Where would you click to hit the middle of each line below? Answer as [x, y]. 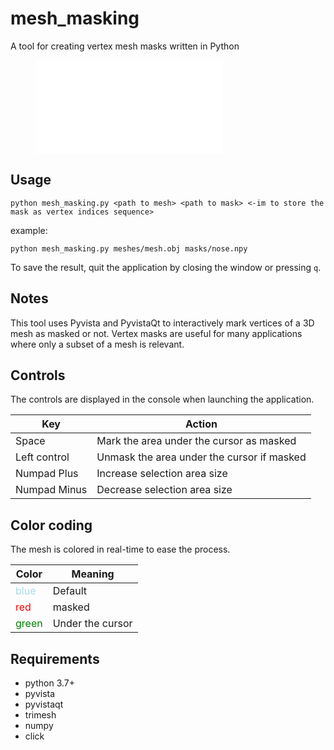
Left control [42, 457]
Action [201, 424]
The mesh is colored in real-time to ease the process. [120, 549]
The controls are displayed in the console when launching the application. [162, 399]
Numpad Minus [51, 490]
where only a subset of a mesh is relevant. [97, 344]
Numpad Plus [47, 474]
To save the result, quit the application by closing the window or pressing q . [166, 267]
